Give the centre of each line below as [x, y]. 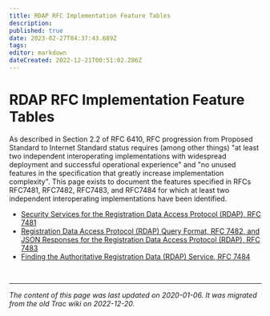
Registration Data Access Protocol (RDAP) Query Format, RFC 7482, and [140, 231]
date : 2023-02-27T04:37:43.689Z [63, 38]
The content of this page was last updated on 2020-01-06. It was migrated [133, 295]
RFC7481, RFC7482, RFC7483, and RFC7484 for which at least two [119, 190]
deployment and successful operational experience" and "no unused [123, 164]
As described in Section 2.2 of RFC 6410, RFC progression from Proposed [131, 139]
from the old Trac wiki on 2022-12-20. [72, 303]
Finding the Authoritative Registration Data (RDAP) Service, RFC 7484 [135, 256]
